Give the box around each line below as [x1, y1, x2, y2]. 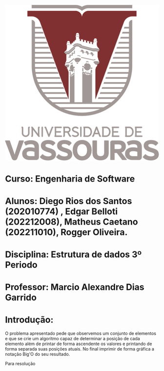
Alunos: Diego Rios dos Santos [5, 195, 132, 206]
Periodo [5, 259, 38, 270]
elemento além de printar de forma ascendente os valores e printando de [5, 341, 152, 347]
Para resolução [5, 361, 36, 367]
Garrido [5, 292, 37, 303]
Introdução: [5, 314, 54, 326]
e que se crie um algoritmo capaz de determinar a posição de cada [5, 336, 140, 342]
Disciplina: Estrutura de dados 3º [5, 249, 142, 260]
